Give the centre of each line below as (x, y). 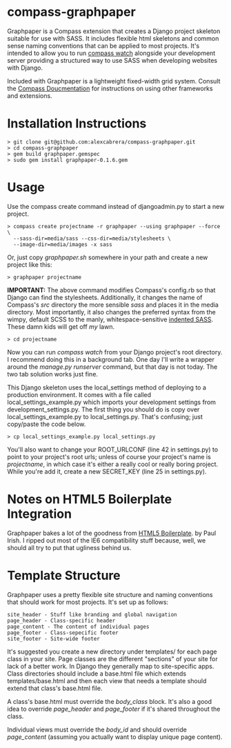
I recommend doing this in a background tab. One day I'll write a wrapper (111, 359)
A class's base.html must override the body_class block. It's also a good (110, 701)
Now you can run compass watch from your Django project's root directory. (115, 352)
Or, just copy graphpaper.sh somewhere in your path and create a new (108, 257)
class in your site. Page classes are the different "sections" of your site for (113, 658)
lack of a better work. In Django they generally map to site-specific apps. (111, 666)
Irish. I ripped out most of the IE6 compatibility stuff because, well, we (107, 540)
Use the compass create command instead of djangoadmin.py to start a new (116, 206)
